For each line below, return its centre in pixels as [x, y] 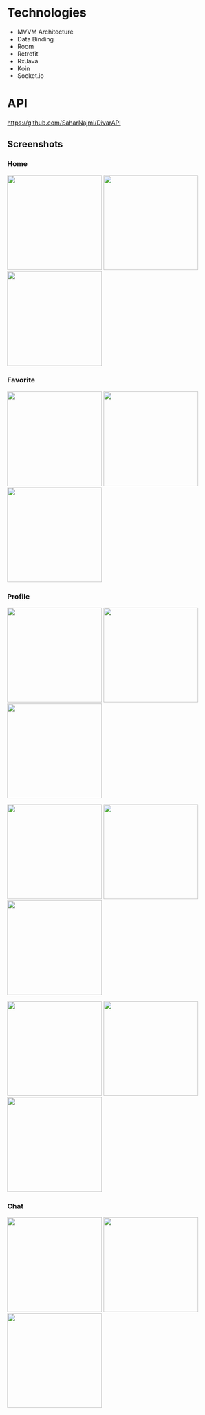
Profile [19, 596]
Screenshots [35, 144]
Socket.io [31, 75]
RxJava [28, 61]
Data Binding [35, 39]
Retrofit [28, 54]
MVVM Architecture [45, 32]
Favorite [21, 380]
